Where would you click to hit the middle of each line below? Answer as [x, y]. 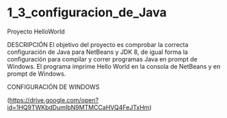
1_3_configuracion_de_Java [87, 13]
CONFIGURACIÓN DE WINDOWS [53, 87]
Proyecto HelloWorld [36, 31]
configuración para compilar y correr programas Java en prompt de [102, 59]
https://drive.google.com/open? [54, 100]
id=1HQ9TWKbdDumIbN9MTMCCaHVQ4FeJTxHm [78, 107]
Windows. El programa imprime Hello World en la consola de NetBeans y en [114, 66]
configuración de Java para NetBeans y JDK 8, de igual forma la [97, 52]
